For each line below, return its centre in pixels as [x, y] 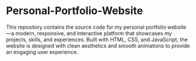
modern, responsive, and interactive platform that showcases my [94, 33]
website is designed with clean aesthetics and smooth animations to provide [98, 46]
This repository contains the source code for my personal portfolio [86, 27]
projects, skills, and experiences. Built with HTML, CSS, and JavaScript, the [97, 39]
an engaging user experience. [42, 52]
